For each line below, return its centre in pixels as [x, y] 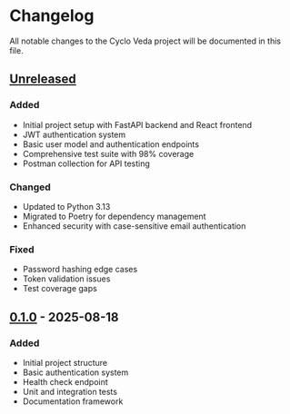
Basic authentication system [75, 372]
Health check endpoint [65, 381]
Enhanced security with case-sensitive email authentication [134, 226]
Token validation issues [66, 279]
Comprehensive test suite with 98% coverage [108, 153]
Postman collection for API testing [86, 163]
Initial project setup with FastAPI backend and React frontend [137, 124]
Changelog [52, 16]
